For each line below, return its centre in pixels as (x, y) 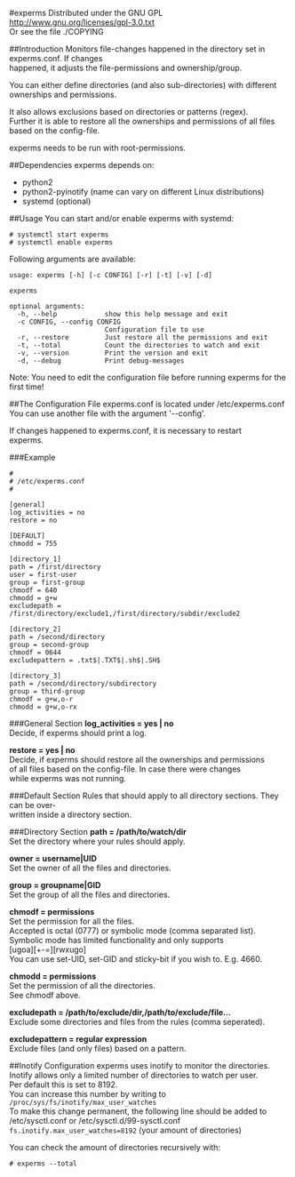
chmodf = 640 (33, 590)
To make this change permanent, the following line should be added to (138, 1111)
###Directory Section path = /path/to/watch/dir (98, 832)
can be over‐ (32, 805)
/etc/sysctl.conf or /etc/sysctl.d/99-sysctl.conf (95, 1121)
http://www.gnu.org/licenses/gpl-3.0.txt (82, 22)
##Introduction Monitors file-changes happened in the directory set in (137, 49)
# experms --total (43, 1164)
